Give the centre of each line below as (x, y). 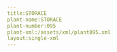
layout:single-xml (33, 38)
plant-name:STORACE (35, 20)
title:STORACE (27, 13)
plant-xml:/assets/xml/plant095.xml (59, 32)
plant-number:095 (32, 26)
